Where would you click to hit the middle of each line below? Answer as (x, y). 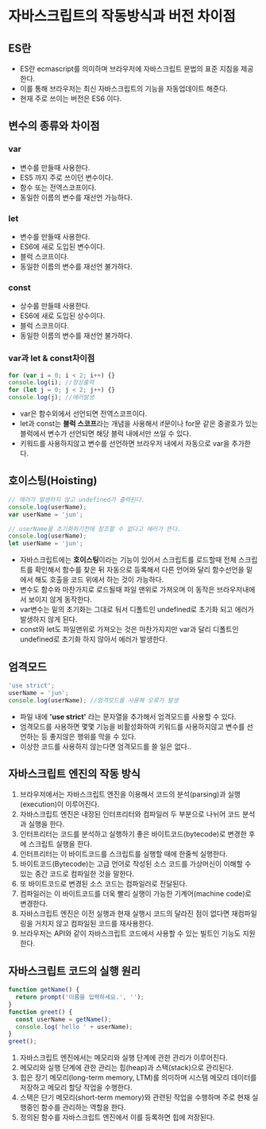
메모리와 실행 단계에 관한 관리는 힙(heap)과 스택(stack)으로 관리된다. (127, 1068)
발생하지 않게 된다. (48, 619)
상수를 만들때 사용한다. (55, 306)
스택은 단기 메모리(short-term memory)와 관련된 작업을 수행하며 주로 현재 (135, 1097)
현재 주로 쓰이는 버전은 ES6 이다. (71, 99)
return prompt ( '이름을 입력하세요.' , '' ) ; (80, 997)
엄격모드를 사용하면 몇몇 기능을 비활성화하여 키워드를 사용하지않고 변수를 (132, 726)
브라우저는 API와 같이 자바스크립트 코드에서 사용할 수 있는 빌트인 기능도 (130, 933)
